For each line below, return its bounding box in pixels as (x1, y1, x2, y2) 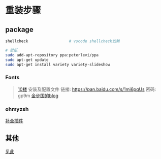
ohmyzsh (5, 105, 29, 112)
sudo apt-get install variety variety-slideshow (5, 62, 110, 67)
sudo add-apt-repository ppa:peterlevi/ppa (5, 52, 99, 57)
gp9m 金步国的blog (17, 92, 58, 99)
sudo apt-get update (5, 57, 49, 62)
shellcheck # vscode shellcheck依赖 (5, 39, 120, 44)
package (5, 25, 34, 34)
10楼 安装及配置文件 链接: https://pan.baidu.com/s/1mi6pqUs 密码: (17, 86, 156, 92)
